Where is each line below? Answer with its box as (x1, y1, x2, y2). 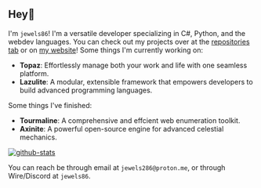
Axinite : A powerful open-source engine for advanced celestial (19, 124, 224, 133)
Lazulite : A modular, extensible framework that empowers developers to (19, 77, 253, 86)
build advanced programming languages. (19, 85, 153, 95)
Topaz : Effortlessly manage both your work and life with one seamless (19, 60, 248, 70)
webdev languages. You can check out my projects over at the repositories (8, 37, 250, 46)
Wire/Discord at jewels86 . (8, 171, 91, 180)
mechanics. (19, 132, 57, 142)
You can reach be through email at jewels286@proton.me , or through (8, 162, 226, 172)
